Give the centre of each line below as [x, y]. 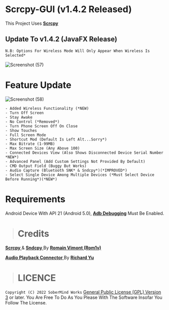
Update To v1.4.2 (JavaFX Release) [61, 39]
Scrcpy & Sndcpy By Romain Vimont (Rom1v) [53, 248]
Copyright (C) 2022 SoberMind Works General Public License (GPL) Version [83, 292]
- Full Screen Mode [26, 135]
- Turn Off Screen [24, 113]
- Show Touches [21, 130]
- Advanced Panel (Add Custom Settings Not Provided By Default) [75, 161]
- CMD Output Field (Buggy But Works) [46, 166]
